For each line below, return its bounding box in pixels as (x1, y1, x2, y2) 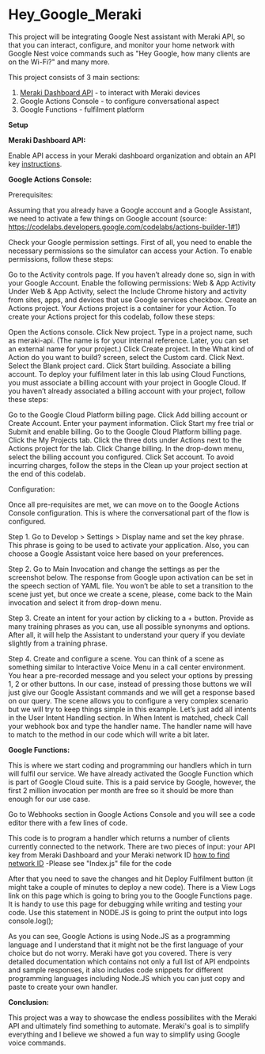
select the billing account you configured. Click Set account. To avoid (8, 452, 235, 462)
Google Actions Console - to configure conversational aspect (19, 96, 220, 105)
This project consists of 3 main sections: (8, 72, 141, 82)
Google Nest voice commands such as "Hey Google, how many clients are (8, 48, 251, 58)
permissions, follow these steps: (8, 254, 114, 263)
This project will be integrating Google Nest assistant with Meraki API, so (8, 32, 245, 41)
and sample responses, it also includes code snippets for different (8, 965, 224, 975)
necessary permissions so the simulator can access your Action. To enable (8, 246, 253, 255)
